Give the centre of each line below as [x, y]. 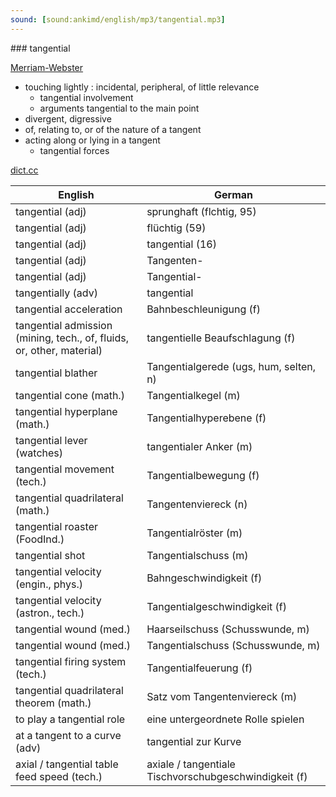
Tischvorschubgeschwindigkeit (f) [227, 776]
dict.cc [24, 170]
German [234, 194]
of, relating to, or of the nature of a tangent [113, 129]
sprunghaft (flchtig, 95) [201, 211]
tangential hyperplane [66, 411]
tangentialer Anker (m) [199, 446]
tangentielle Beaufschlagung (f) [221, 338]
